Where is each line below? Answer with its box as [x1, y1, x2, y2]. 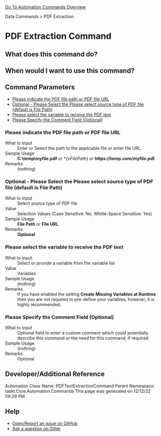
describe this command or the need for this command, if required [17, 335, 149, 341]
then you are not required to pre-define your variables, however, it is [17, 296, 155, 302]
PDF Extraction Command [5, 31, 112, 42]
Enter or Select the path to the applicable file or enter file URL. [17, 145, 142, 151]
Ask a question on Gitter [12, 425, 61, 431]
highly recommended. [17, 301, 61, 307]
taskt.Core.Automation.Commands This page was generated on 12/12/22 [5, 388, 151, 394]
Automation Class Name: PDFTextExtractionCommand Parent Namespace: [5, 383, 155, 389]
